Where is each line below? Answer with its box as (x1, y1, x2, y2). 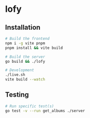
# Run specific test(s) (5, 104, 54, 109)
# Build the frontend (5, 36, 50, 41)
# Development (5, 68, 35, 73)
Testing (5, 90, 29, 99)
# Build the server (5, 54, 45, 59)
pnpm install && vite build (5, 45, 63, 50)
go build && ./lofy (5, 59, 45, 64)
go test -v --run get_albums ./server (5, 108, 85, 113)
